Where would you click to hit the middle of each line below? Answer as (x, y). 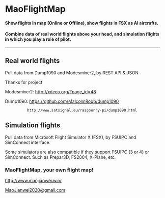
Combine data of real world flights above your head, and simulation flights (82, 34)
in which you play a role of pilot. (38, 39)
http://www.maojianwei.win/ (33, 180)
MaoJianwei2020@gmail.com (35, 190)
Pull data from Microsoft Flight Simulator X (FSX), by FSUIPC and (71, 137)
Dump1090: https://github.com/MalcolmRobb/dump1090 (62, 101)
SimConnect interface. (28, 142)
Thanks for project (24, 82)
